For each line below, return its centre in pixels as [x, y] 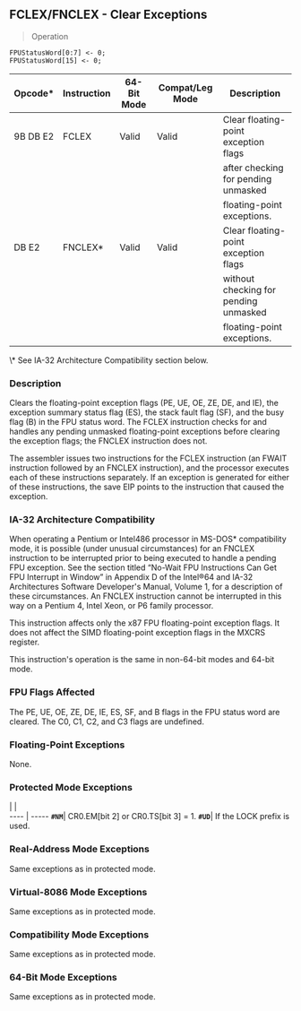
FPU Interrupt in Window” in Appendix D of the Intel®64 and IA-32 [131, 577]
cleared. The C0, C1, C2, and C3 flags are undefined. [107, 722]
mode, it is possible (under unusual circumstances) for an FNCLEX [132, 549]
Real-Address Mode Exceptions [79, 849]
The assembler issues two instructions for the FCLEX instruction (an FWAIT [148, 458]
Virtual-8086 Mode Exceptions [78, 892]
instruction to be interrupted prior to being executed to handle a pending [143, 558]
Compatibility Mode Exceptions [79, 934]
